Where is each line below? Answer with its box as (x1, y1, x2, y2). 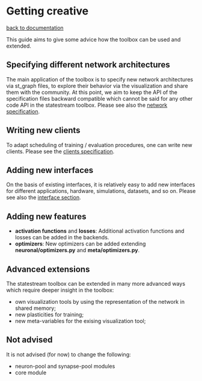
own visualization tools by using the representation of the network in (14, 298, 185, 305)
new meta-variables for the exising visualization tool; (14, 318, 146, 324)
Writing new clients (6, 125, 81, 136)
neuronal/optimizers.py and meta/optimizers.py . (14, 247, 140, 254)
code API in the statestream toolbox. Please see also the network (6, 101, 168, 109)
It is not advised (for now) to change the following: (6, 351, 131, 358)
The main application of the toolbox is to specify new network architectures (6, 75, 194, 83)
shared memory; (14, 304, 56, 312)
